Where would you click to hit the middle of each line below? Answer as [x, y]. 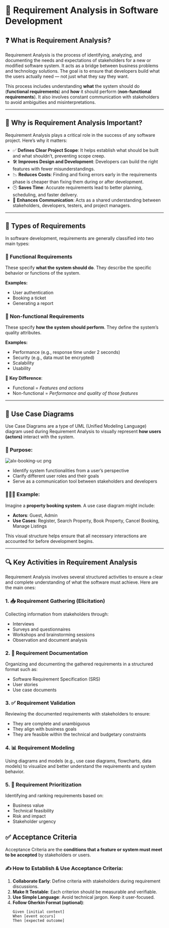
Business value [28, 805]
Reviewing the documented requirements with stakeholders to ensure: [78, 714]
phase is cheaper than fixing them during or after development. [78, 182]
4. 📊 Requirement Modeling [40, 748]
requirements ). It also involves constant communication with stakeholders [82, 97]
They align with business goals [45, 729]
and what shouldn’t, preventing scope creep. [59, 156]
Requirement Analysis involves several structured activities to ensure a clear [84, 577]
